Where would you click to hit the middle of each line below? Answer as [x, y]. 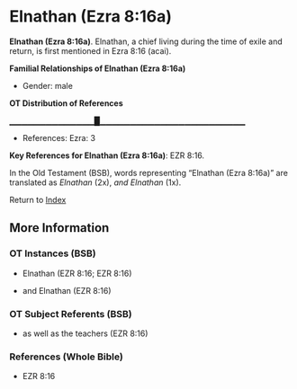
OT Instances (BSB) [53, 253]
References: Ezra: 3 [59, 137]
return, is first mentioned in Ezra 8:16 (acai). [90, 50]
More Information [59, 228]
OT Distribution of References [66, 103]
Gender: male [48, 85]
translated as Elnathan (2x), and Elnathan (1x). [95, 182]
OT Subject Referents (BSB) [71, 314]
